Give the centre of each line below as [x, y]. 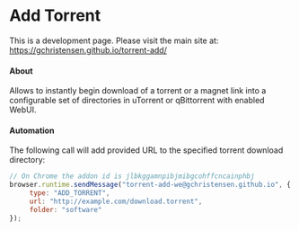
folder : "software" [66, 209]
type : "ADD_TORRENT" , [70, 193]
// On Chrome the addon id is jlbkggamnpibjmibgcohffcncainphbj [132, 176]
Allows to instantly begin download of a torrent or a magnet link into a [138, 91]
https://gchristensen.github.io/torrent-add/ [88, 49]
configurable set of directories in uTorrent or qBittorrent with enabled [137, 101]
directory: [27, 160]
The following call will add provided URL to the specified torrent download [146, 150]
